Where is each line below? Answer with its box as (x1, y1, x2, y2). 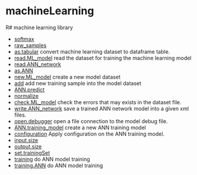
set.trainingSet (14, 149, 50, 156)
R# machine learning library (5, 24, 74, 31)
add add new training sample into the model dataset (14, 79, 142, 87)
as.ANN (14, 67, 33, 74)
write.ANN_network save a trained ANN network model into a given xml (14, 105, 189, 112)
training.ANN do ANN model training (14, 162, 103, 169)
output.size (14, 143, 42, 150)
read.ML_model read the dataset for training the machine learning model (14, 54, 192, 61)
